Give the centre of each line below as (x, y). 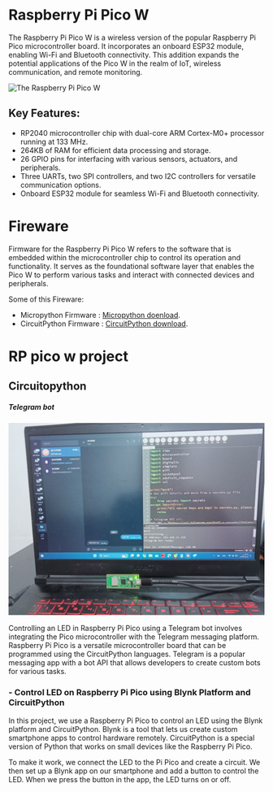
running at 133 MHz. (54, 141)
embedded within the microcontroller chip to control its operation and (125, 257)
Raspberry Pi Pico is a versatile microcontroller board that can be (117, 646)
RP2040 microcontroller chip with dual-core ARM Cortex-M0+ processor (142, 133)
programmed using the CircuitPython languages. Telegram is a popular (127, 654)
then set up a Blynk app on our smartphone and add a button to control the (134, 771)
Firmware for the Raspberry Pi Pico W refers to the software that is (120, 249)
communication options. (61, 185)
